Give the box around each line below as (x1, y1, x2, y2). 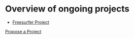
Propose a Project (5, 28, 42, 34)
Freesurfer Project (12, 19, 49, 25)
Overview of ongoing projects (5, 3, 130, 14)
